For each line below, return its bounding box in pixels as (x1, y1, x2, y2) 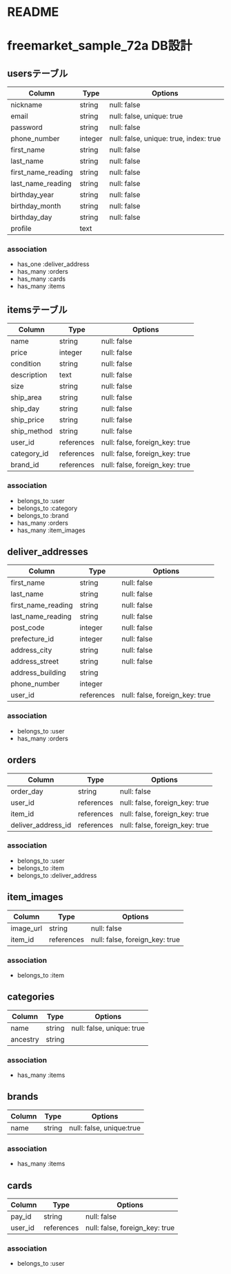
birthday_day (10, 212, 52, 222)
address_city (10, 646, 52, 655)
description (10, 371, 48, 380)
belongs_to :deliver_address (17, 871, 97, 879)
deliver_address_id (10, 820, 72, 830)
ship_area (10, 393, 43, 402)
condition (10, 359, 41, 368)
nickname (10, 100, 43, 110)
